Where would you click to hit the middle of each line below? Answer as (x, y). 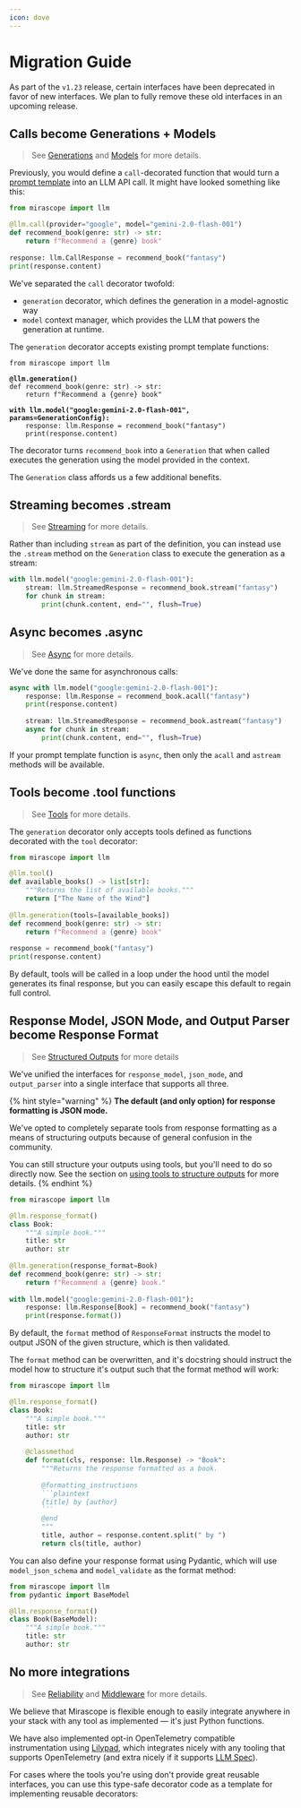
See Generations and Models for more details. (116, 155)
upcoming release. (44, 106)
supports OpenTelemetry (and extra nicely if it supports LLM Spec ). (133, 1757)
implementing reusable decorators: (74, 1794)
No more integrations (70, 1672)
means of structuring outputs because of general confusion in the (131, 1137)
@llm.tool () (31, 874)
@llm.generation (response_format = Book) (84, 1266)
